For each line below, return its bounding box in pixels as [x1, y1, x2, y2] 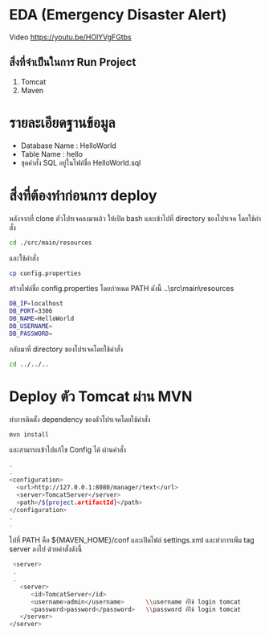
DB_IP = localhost [9, 300, 63, 308]
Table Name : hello [20, 149, 84, 158]
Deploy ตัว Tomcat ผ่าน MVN [9, 387, 193, 405]
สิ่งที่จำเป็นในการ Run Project [9, 55, 137, 69]
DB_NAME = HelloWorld [9, 315, 75, 323]
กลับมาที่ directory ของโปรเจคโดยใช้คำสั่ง [9, 344, 124, 354]
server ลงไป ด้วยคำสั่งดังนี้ [9, 544, 83, 554]
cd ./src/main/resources [9, 239, 92, 247]
